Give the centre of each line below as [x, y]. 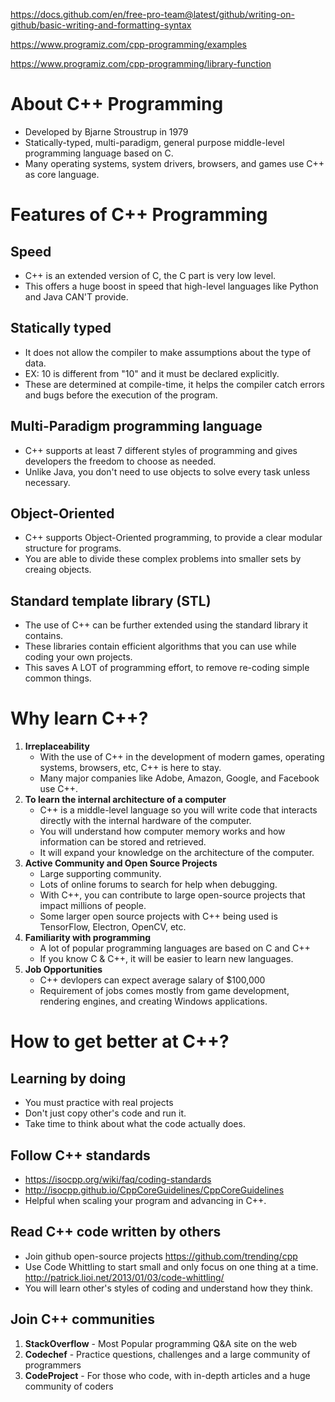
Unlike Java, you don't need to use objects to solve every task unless [167, 471]
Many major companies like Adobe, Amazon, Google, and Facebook [179, 778]
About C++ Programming [117, 104]
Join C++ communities [82, 1319]
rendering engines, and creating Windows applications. [153, 1001]
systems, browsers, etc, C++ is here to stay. [130, 768]
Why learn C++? [79, 718]
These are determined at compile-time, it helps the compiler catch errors [174, 384]
